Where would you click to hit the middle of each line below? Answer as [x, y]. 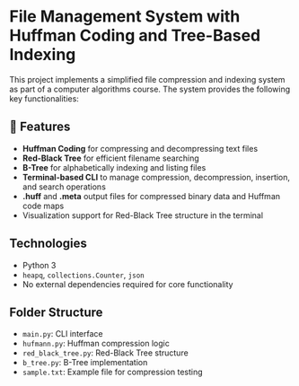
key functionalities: [44, 98]
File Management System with [125, 17]
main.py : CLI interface [62, 334]
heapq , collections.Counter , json [84, 275]
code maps [43, 206]
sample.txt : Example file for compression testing [113, 372]
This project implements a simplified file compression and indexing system [147, 79]
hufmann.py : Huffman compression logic [96, 344]
